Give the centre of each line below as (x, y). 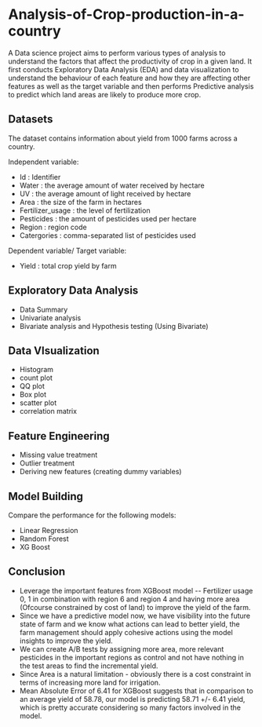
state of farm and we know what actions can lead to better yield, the (130, 624)
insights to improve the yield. (66, 641)
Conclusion (37, 572)
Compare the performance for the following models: (92, 515)
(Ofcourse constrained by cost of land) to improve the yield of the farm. (135, 607)
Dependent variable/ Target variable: (67, 250)
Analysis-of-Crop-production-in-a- (126, 15)
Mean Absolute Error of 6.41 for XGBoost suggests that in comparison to (136, 690)
